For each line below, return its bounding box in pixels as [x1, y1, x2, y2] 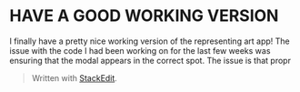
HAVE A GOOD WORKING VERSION [9, 5, 279, 26]
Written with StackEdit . [31, 72, 118, 83]
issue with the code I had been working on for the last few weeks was [9, 45, 271, 56]
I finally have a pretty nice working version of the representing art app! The [9, 36, 290, 46]
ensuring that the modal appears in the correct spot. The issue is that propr [9, 55, 291, 66]
